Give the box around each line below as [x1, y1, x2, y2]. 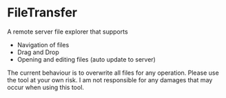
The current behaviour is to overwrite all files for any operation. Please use [7, 69, 219, 77]
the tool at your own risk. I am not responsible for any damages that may [7, 75, 213, 84]
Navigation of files [17, 40, 70, 49]
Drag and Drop [17, 48, 60, 56]
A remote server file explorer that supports [7, 27, 129, 36]
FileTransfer [7, 5, 78, 21]
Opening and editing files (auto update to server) [17, 55, 156, 63]
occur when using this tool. [7, 83, 85, 91]
